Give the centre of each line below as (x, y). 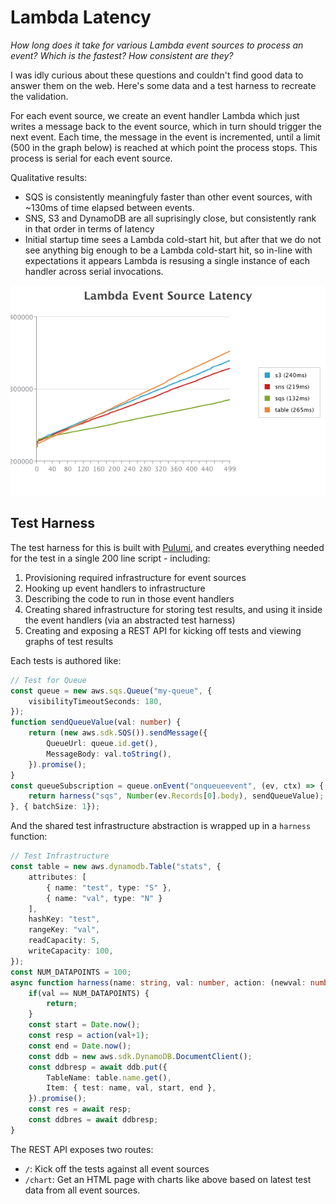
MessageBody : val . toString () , (109, 754)
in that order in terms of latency (89, 228)
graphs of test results (69, 641)
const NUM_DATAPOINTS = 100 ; (71, 972)
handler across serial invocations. (94, 271)
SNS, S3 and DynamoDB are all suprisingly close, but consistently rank (170, 218)
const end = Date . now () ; (80, 1046)
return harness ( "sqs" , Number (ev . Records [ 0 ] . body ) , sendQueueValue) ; (176, 796)
